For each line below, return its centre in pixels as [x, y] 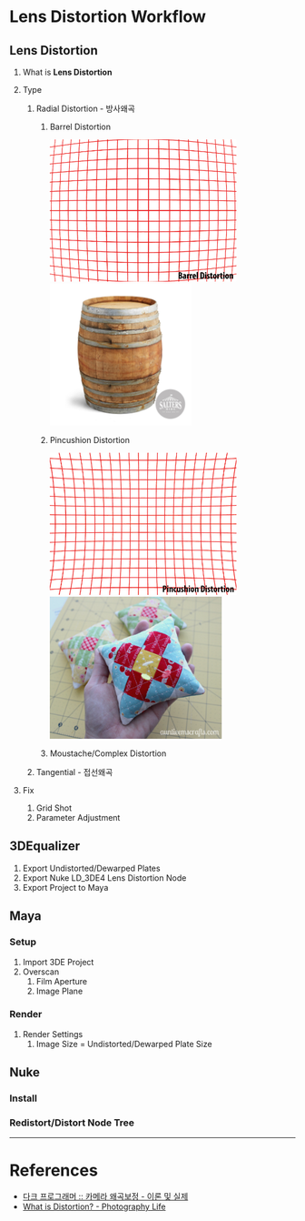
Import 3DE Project [58, 962]
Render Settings [53, 1034]
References [54, 1170]
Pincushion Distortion [89, 440]
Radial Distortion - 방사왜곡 [86, 108]
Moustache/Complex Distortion [108, 753]
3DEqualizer [45, 847]
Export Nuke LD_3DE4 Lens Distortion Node [104, 878]
